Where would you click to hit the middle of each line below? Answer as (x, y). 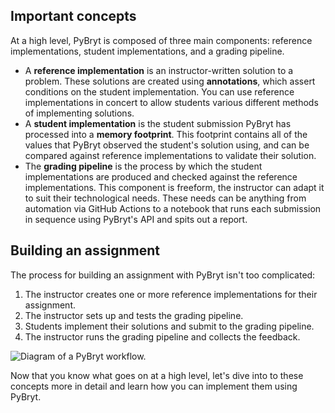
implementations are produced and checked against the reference (161, 176)
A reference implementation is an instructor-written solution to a (159, 70)
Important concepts (73, 16)
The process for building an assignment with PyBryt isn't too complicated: (163, 275)
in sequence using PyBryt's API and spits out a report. (136, 219)
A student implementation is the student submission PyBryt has (158, 123)
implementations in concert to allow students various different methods (171, 102)
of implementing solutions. (79, 113)
